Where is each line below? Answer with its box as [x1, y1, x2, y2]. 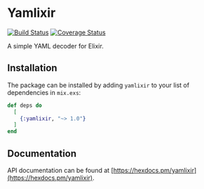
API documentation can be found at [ [7, 166, 114, 174]
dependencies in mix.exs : [7, 88, 81, 96]
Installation [7, 62, 57, 74]
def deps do [7, 102, 42, 109]
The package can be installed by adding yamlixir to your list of [7, 81, 190, 89]
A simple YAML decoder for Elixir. [7, 41, 104, 50]
